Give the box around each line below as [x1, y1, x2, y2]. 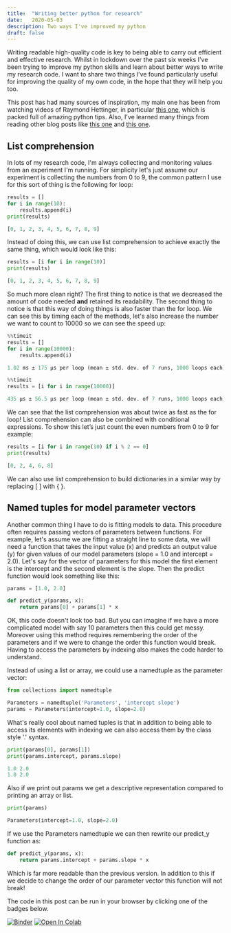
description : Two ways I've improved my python [7, 23, 146, 30]
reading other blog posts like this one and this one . [7, 120, 151, 128]
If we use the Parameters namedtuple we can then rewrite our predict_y [7, 830, 210, 838]
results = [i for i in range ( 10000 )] [7, 383, 115, 390]
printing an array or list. [7, 791, 74, 800]
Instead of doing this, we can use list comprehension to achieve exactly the [7, 238, 221, 246]
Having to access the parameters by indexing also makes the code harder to [7, 645, 223, 654]
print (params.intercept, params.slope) [7, 752, 122, 759]
